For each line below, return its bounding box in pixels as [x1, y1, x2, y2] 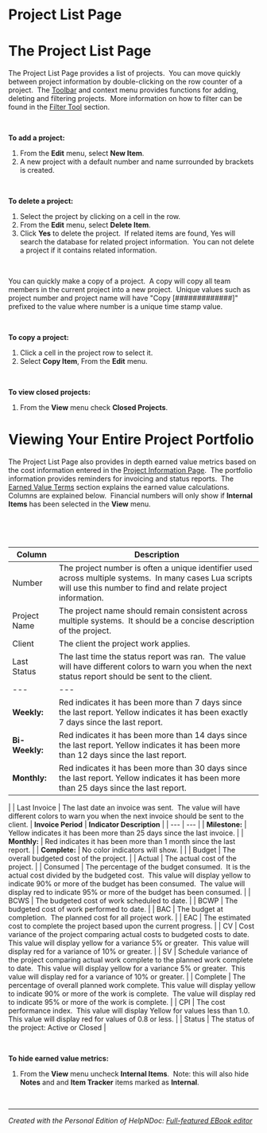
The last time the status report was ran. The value [58, 651, 246, 662]
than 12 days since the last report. [58, 750, 187, 761]
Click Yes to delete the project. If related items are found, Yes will [19, 229, 236, 238]
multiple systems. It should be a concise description [58, 615, 255, 627]
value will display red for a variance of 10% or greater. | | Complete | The [8, 972, 246, 982]
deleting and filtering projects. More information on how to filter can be [8, 94, 242, 104]
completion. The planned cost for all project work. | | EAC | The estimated [8, 913, 251, 923]
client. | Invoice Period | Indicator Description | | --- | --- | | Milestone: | [8, 820, 247, 830]
